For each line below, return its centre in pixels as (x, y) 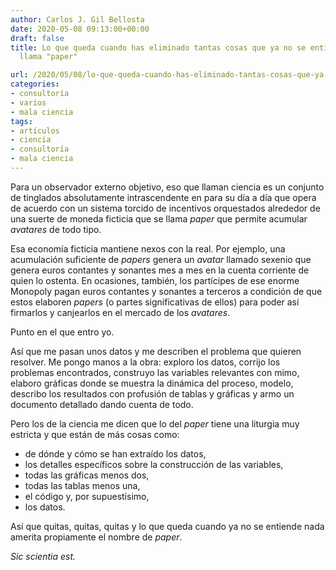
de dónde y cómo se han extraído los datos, (115, 453)
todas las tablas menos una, (82, 485)
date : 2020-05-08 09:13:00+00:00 (80, 29)
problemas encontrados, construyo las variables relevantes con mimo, (155, 372)
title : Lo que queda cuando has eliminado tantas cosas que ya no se (158, 47)
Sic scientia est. (43, 556)
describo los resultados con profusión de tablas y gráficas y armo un (152, 393)
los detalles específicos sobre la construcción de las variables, (154, 464)
